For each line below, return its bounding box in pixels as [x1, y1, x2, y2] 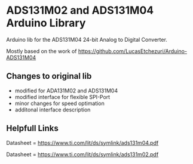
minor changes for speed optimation [14, 100, 105, 107]
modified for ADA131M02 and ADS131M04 [14, 87, 118, 94]
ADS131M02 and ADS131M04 [6, 4, 154, 17]
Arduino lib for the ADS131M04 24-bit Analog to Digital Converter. [6, 36, 167, 43]
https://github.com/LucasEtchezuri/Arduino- [78, 47, 187, 54]
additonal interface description [14, 106, 91, 113]
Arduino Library [6, 16, 86, 30]
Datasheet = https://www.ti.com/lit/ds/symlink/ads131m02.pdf [6, 150, 159, 158]
